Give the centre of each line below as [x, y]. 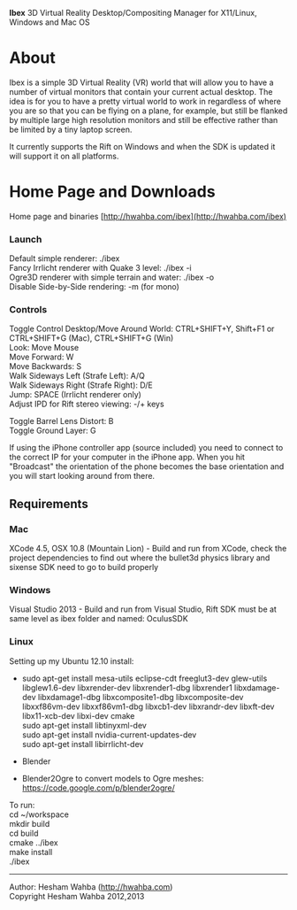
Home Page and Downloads [112, 192]
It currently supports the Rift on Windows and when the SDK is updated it [142, 146]
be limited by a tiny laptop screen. [71, 129]
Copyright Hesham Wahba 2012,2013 [77, 896]
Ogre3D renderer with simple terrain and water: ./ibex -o [112, 277]
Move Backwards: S [46, 366]
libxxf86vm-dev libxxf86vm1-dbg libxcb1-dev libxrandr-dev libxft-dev [148, 706]
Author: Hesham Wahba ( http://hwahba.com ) [91, 887]
